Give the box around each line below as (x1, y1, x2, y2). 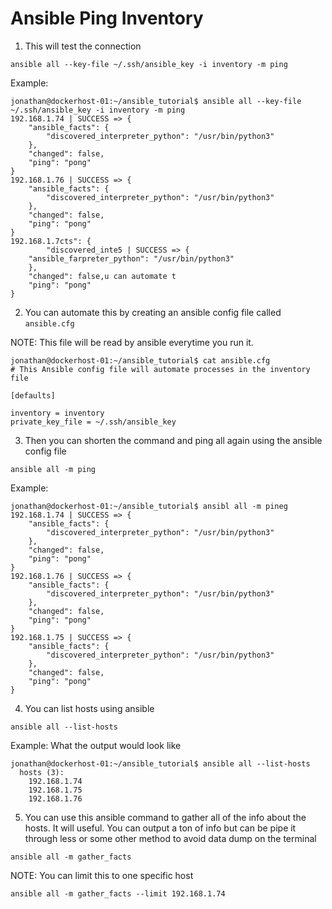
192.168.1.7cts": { (10, 236, 92, 246)
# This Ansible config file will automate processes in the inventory (10, 364, 311, 374)
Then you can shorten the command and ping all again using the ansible (24, 434, 323, 446)
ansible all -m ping (10, 464, 97, 474)
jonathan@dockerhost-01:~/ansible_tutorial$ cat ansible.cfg (10, 355, 271, 366)
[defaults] (10, 390, 56, 401)
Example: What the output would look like (10, 739, 182, 751)
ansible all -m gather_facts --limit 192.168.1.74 (10, 888, 226, 899)
